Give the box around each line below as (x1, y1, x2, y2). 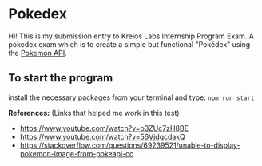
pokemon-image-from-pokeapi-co (19, 148, 134, 158)
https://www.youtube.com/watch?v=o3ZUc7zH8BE (19, 123, 189, 132)
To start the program (8, 71, 113, 85)
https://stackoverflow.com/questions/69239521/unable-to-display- (19, 140, 241, 150)
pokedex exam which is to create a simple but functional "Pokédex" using (8, 39, 251, 49)
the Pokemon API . (8, 48, 68, 57)
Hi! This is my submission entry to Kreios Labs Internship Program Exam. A (8, 31, 254, 41)
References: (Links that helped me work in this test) (8, 108, 180, 117)
